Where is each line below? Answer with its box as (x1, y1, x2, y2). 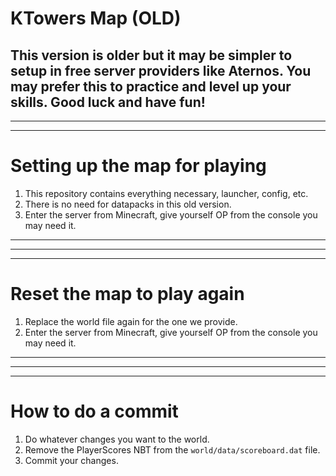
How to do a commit (10, 400, 179, 423)
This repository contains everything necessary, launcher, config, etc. (24, 187, 309, 199)
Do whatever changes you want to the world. (24, 433, 210, 445)
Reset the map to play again (10, 283, 245, 306)
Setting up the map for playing (10, 155, 267, 177)
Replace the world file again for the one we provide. (24, 315, 238, 327)
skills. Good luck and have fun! (10, 93, 206, 111)
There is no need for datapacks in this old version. (24, 198, 232, 210)
